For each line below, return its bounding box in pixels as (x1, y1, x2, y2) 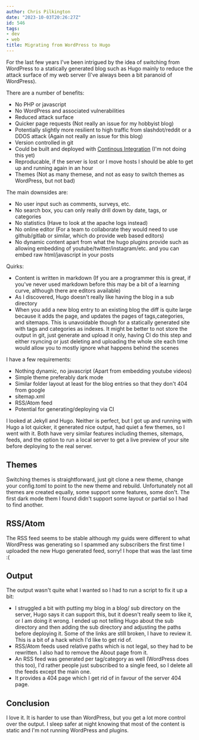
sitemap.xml (14, 392, 45, 400)
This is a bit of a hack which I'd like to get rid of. (14, 637, 132, 644)
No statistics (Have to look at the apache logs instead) (14, 219, 148, 226)
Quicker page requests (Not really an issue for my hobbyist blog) (14, 120, 174, 127)
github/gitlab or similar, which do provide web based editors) (14, 232, 164, 239)
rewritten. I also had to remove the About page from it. (14, 649, 148, 656)
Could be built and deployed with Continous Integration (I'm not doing (14, 145, 186, 153)
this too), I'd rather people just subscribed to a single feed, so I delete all (14, 662, 192, 669)
